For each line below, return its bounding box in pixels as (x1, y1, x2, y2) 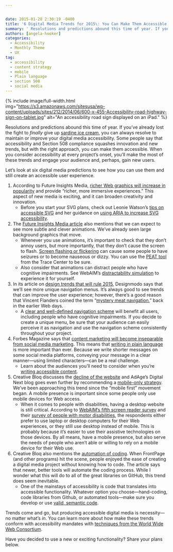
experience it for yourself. (20, 275, 76, 281)
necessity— (140, 509, 165, 515)
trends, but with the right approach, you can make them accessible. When (5, 146, 162, 152)
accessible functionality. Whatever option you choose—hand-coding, (20, 489, 168, 495)
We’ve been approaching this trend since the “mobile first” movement (12, 385, 161, 391)
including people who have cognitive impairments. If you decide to (20, 314, 162, 320)
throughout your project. (20, 330, 73, 336)
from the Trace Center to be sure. (20, 258, 92, 265)
